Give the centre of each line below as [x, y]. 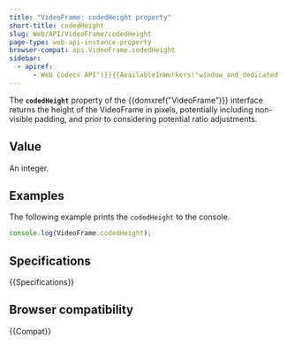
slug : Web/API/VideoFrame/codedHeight [80, 34]
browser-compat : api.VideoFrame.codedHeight [92, 50]
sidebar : [25, 58]
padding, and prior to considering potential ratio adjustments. [146, 119]
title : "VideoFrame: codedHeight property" [91, 17]
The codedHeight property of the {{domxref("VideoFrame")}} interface [136, 100]
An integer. [29, 168]
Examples [37, 195]
